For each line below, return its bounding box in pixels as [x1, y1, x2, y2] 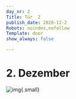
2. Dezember [6, 67, 70, 80]
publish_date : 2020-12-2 [6, 19, 67, 25]
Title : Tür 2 [6, 14, 41, 20]
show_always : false [6, 36, 54, 42]
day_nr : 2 [6, 8, 31, 15]
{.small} [21, 86, 40, 93]
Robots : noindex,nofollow [6, 25, 70, 31]
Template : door [6, 31, 44, 37]
